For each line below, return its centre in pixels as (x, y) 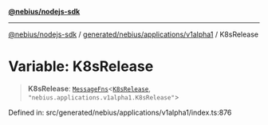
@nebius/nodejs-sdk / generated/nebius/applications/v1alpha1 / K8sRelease (134, 34)
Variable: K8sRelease (81, 66)
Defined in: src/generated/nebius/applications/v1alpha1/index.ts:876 (120, 112)
